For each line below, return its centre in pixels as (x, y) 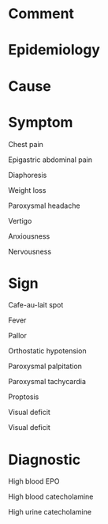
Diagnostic (45, 460)
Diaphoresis (28, 175)
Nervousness (30, 251)
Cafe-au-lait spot (36, 305)
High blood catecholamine (51, 497)
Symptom (41, 122)
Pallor (18, 336)
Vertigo (20, 221)
